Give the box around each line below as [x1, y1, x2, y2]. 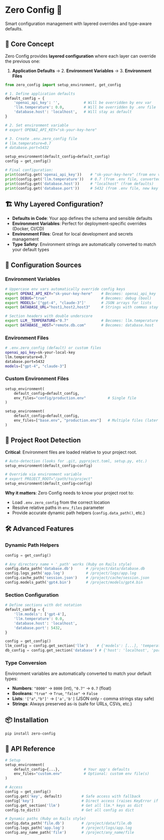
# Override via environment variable [5, 472, 82, 477]
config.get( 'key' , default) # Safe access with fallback [5, 793, 141, 799]
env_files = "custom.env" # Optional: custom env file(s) [14, 771, 150, 776]
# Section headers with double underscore [5, 313, 93, 319]
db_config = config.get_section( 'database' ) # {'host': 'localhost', [5, 648, 150, 653]
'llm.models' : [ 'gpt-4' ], [14, 612, 67, 617]
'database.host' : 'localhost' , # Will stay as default [14, 110, 132, 115]
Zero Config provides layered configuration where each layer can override [5, 53, 156, 59]
